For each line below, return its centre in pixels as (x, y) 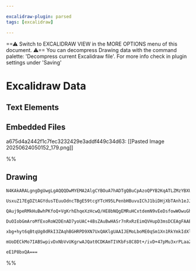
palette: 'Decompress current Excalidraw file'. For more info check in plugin (97, 56)
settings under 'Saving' (34, 62)
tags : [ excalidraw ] (30, 22)
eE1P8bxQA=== (22, 252)
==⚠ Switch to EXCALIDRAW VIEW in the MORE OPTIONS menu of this (92, 44)
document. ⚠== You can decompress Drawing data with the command (91, 50)
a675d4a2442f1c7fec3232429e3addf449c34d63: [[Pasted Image (85, 141)
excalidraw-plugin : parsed (39, 16)
